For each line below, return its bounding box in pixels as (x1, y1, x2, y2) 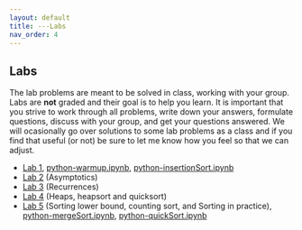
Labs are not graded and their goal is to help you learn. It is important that (9, 97, 284, 108)
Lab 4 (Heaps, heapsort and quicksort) (22, 191, 168, 202)
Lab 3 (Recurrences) (22, 181, 99, 192)
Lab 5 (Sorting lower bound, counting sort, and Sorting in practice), (22, 200, 272, 212)
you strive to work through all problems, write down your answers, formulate (9, 106, 294, 117)
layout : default (9, 13, 70, 23)
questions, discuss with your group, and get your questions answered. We (9, 116, 286, 127)
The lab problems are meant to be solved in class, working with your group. (9, 87, 290, 98)
